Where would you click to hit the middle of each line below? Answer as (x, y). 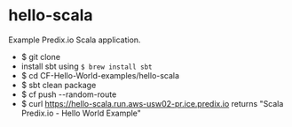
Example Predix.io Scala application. (75, 40)
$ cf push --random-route (69, 94)
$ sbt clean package (59, 85)
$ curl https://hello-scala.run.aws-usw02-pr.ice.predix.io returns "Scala (152, 103)
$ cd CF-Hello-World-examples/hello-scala (100, 75)
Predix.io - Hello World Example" (81, 113)
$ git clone (41, 56)
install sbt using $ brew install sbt (87, 66)
